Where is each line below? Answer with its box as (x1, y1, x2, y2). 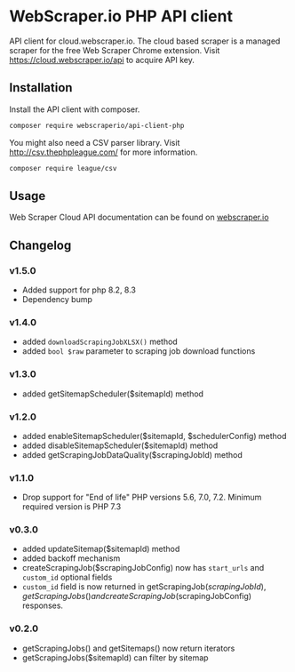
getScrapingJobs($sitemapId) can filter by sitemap (21, 652, 209, 663)
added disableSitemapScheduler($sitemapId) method (21, 440, 219, 451)
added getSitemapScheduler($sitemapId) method (21, 388, 204, 399)
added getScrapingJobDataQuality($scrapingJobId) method (21, 449, 243, 460)
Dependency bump (21, 294, 93, 304)
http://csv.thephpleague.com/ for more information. (9, 147, 198, 157)
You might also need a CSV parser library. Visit (9, 137, 180, 148)
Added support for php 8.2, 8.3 (21, 284, 136, 295)
